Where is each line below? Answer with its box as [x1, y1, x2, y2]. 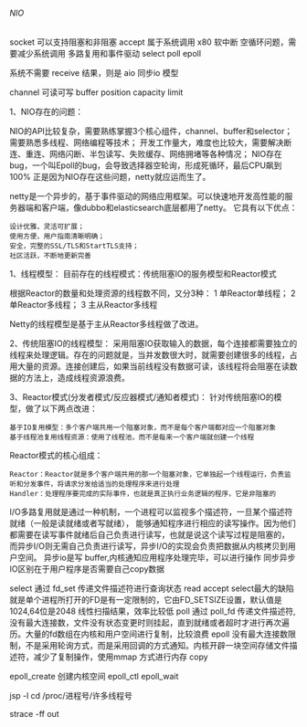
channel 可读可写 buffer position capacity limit [9, 87, 184, 98]
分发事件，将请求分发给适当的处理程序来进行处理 [22, 479, 180, 489]
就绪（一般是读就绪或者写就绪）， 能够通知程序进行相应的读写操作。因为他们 [9, 518, 296, 529]
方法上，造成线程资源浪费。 [25, 373, 130, 384]
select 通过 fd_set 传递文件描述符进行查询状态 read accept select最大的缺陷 [9, 583, 294, 594]
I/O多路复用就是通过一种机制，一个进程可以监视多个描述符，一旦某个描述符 [9, 507, 293, 518]
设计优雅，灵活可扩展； [9, 222, 85, 232]
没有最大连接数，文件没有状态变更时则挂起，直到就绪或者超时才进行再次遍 [9, 617, 290, 628]
